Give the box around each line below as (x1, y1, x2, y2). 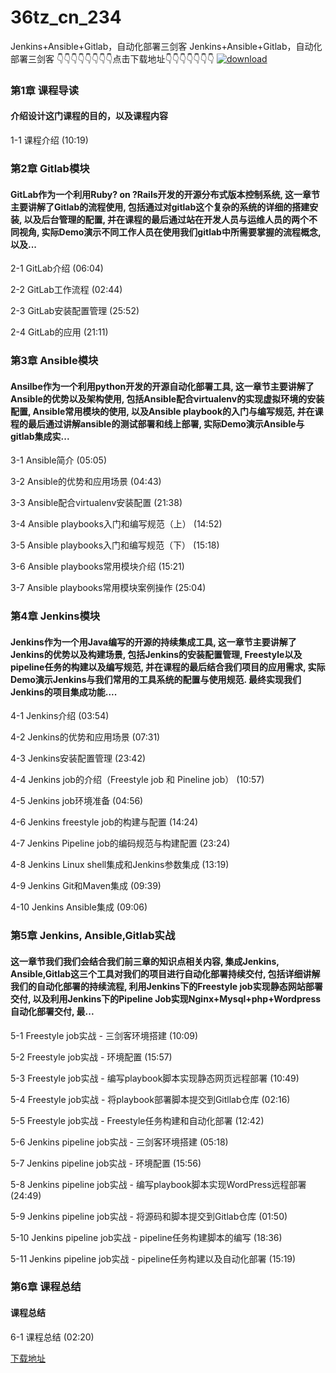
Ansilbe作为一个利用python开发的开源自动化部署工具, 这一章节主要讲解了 (10, 380, 315, 392)
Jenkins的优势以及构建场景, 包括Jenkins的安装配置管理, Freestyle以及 (10, 648, 303, 660)
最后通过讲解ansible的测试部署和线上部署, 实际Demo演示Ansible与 (27, 417, 305, 430)
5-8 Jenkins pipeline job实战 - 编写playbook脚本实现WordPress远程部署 (10, 1178, 307, 1190)
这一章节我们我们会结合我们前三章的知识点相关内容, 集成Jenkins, (10, 955, 280, 967)
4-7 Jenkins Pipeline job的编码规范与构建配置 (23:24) (10, 837, 231, 850)
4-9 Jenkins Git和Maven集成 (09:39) (10, 880, 162, 892)
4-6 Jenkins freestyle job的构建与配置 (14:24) (10, 816, 199, 828)
